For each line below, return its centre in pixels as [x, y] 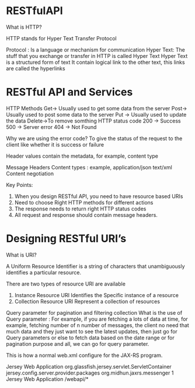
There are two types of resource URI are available [66, 284]
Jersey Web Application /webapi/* [47, 379]
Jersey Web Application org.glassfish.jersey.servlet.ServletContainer [89, 366]
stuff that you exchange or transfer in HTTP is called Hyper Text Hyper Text [97, 56]
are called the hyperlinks [36, 68]
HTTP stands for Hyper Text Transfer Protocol [61, 38]
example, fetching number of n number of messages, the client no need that [98, 325]
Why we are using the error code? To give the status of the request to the [94, 138]
